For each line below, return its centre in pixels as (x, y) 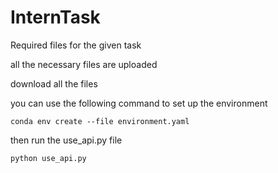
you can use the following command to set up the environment (139, 103)
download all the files (54, 83)
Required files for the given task (76, 45)
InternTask (55, 17)
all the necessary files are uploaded (84, 64)
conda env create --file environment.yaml (100, 121)
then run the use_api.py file (66, 140)
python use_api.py (48, 158)
